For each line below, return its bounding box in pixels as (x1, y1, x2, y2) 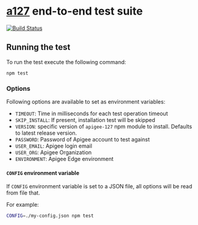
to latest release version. (15, 129, 77, 137)
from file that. (6, 189, 41, 196)
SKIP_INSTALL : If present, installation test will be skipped (15, 116, 155, 124)
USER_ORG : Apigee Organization (15, 149, 92, 156)
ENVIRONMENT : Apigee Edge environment (15, 155, 114, 163)
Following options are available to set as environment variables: (6, 98, 166, 105)
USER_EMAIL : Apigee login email (15, 142, 93, 150)
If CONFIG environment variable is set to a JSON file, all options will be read (6, 183, 193, 190)
